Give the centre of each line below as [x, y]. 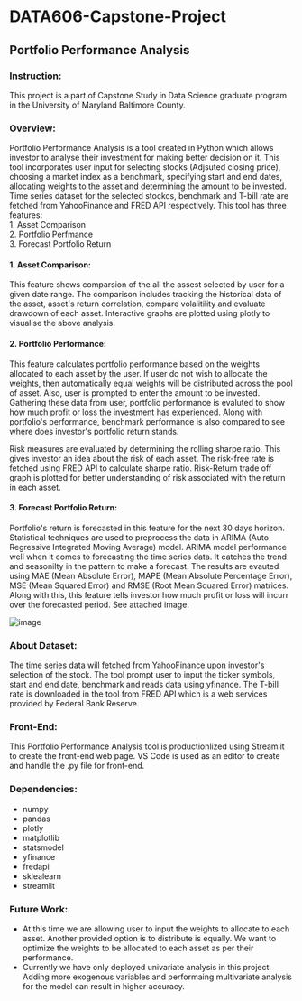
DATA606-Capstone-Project [118, 17]
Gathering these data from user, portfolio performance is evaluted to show [147, 402]
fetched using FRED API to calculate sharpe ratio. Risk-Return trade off [141, 468]
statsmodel [43, 847]
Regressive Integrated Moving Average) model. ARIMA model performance [148, 547]
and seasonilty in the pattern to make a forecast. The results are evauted [144, 566]
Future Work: [39, 909]
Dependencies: [44, 790]
